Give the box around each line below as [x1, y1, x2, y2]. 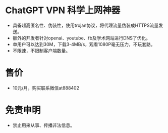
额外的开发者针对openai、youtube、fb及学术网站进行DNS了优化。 [12, 35, 150, 41]
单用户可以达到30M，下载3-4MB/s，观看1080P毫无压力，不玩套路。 [12, 41, 155, 47]
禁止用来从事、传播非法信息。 [12, 122, 75, 128]
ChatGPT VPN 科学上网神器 [5, 5, 121, 16]
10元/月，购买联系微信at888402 [12, 84, 80, 91]
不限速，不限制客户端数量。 [12, 48, 71, 54]
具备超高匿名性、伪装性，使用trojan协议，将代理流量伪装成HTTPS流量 [12, 22, 159, 28]
